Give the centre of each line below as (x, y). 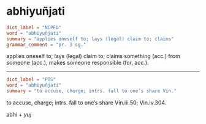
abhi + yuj (19, 115)
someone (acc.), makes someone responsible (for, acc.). (78, 63)
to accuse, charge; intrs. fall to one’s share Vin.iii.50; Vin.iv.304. (86, 103)
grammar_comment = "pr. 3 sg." (46, 45)
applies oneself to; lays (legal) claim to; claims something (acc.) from (93, 56)
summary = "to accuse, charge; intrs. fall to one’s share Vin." (91, 91)
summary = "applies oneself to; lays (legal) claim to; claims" (90, 39)
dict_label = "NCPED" (34, 27)
